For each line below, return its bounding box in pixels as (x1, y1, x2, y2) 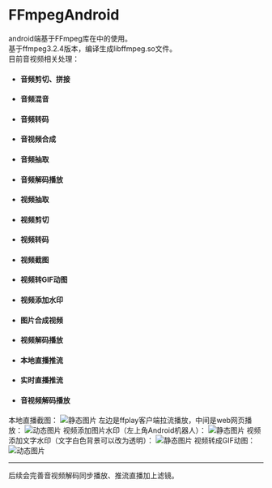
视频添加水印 (19, 295, 63, 305)
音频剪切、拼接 (19, 74, 70, 84)
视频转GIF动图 (19, 274, 68, 285)
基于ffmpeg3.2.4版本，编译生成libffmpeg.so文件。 (8, 43, 176, 54)
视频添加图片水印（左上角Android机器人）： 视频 (62, 425, 261, 435)
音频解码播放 (19, 175, 63, 184)
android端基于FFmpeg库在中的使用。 (8, 33, 132, 43)
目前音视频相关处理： (8, 54, 79, 63)
